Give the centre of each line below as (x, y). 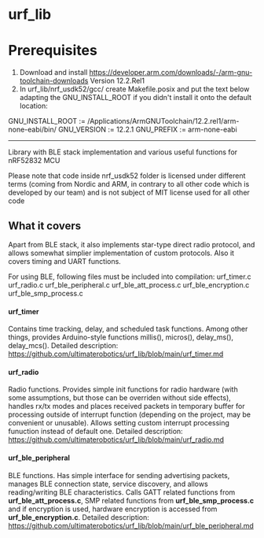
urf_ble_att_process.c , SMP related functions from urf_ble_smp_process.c (131, 500)
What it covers (44, 226)
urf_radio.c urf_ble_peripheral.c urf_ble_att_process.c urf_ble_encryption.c (129, 284)
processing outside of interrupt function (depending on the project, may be (130, 414)
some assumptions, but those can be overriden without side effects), (120, 398)
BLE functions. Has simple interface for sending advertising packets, (119, 475)
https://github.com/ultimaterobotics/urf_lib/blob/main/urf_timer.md (116, 354)
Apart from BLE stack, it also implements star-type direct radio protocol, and (132, 244)
